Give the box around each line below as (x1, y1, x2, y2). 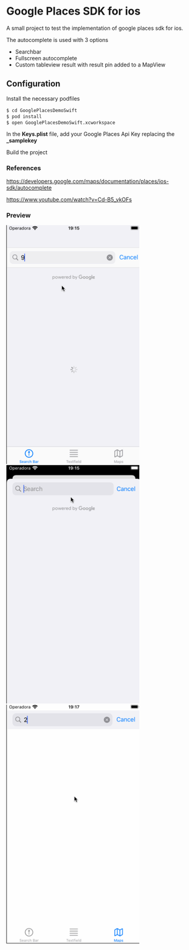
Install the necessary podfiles (6, 94, 80, 102)
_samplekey (6, 136, 38, 144)
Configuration (6, 79, 61, 89)
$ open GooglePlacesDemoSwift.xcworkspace (6, 119, 115, 126)
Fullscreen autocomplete (15, 54, 77, 62)
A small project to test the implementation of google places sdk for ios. (6, 24, 184, 32)
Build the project (6, 148, 47, 156)
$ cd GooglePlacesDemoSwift (6, 107, 78, 113)
